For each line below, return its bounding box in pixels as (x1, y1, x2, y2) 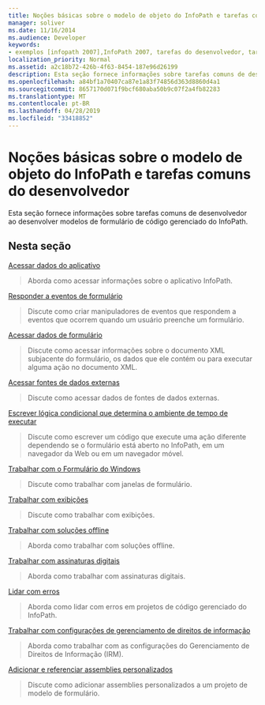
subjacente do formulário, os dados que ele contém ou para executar (27, 353, 252, 364)
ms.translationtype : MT (8, 92, 87, 100)
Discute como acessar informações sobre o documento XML (27, 345, 226, 355)
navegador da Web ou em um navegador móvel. (27, 448, 184, 458)
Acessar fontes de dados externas (8, 377, 120, 387)
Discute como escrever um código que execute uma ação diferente (27, 432, 247, 441)
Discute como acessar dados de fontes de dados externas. (27, 393, 219, 402)
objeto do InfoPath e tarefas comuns (8, 165, 252, 183)
